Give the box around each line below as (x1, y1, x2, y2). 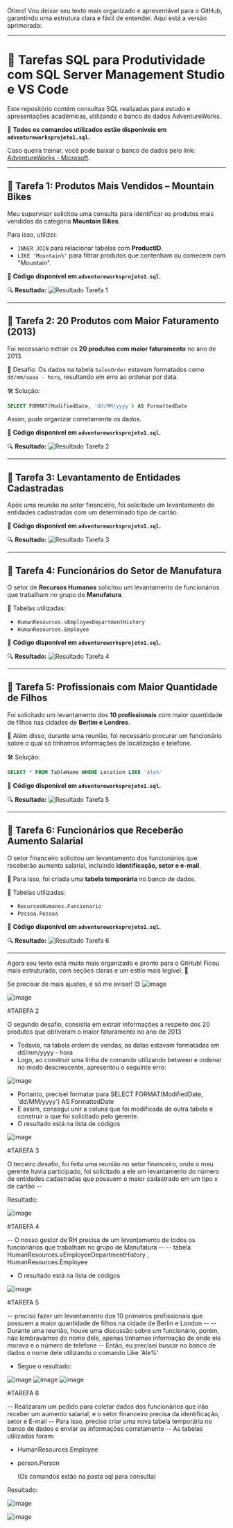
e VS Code (7, 82, 69, 97)
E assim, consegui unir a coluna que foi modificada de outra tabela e (17, 1105, 214, 1113)
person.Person (17, 1459, 60, 1467)
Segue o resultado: (17, 1361, 72, 1370)
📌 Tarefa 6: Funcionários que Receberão (7, 825, 184, 837)
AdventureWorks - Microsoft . (7, 153, 90, 162)
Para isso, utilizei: (7, 230, 58, 239)
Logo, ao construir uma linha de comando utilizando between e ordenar (17, 1055, 222, 1064)
